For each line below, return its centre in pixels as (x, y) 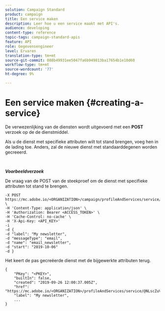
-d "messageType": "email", (34, 238)
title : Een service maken (31, 19)
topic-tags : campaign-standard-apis (42, 38)
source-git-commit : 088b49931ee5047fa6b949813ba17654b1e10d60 (70, 60)
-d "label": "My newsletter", (36, 234)
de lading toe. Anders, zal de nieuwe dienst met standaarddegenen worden (81, 147)
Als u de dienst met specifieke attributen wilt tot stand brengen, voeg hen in (82, 142)
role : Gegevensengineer (29, 46)
